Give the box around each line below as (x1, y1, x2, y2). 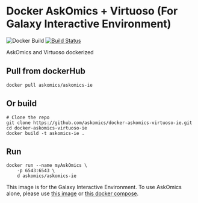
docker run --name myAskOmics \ (6, 163, 87, 169)
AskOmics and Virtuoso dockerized (6, 48, 94, 55)
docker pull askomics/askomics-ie (6, 82, 93, 88)
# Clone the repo (6, 114, 50, 120)
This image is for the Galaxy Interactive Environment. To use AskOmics (6, 184, 182, 191)
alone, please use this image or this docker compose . (6, 190, 139, 197)
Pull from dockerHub (6, 66, 86, 77)
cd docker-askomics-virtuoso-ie (6, 125, 87, 131)
